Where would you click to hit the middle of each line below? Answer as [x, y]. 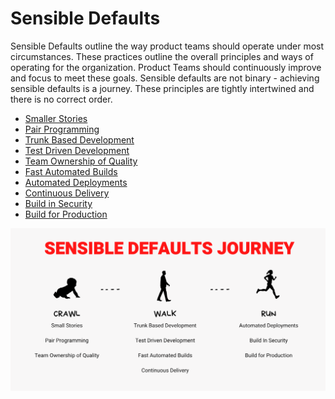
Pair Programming [62, 129]
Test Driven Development [77, 150]
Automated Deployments [76, 182]
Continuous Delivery [67, 193]
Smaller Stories [56, 118]
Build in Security [58, 203]
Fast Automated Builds [71, 171]
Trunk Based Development [79, 139]
